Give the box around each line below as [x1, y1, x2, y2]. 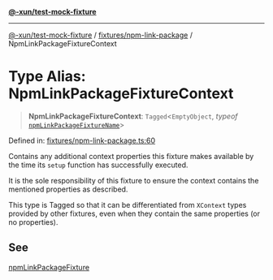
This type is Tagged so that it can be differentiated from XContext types [8, 200, 247, 209]
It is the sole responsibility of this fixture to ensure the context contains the [8, 175, 259, 185]
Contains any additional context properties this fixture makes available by [8, 151, 254, 161]
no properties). [8, 217, 58, 226]
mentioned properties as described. [8, 184, 128, 194]
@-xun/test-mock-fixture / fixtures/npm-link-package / [8, 30, 193, 40]
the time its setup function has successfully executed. [8, 160, 188, 170]
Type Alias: [8, 67, 87, 86]
